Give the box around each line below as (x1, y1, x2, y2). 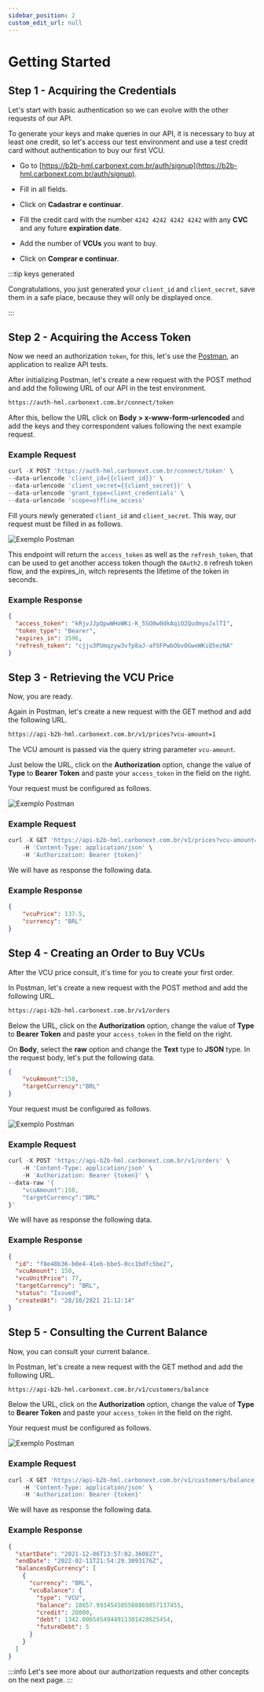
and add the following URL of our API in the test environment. (8, 384, 207, 393)
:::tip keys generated (8, 269, 75, 278)
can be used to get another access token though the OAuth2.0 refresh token (8, 558, 253, 567)
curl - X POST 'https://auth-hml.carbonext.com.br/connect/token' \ (8, 467, 234, 475)
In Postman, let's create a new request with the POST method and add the (8, 982, 248, 993)
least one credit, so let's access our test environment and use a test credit (8, 137, 248, 147)
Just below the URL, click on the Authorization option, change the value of (8, 760, 251, 770)
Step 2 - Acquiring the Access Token (8, 330, 191, 343)
